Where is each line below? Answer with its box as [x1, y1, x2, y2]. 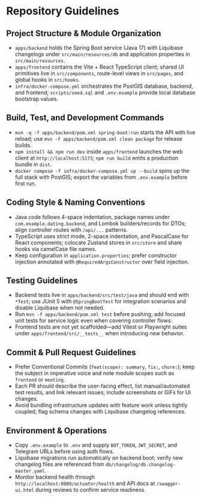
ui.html [14, 488, 34, 494]
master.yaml [14, 468, 45, 474]
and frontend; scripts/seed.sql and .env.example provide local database [14, 89, 196, 96]
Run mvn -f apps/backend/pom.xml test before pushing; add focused [14, 311, 185, 318]
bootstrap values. [14, 95, 59, 102]
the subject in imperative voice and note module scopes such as [14, 370, 175, 377]
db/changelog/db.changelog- [105, 462, 176, 468]
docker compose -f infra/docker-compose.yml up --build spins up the [14, 167, 190, 174]
